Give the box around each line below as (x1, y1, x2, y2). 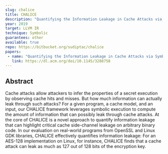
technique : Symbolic (5, 30, 48, 35)
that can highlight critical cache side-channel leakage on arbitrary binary (5, 122, 155, 128)
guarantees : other (5, 35, 43, 40)
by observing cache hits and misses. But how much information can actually (5, 95, 162, 101)
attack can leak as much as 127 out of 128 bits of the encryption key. (5, 143, 146, 149)
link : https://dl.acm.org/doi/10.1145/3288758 (11, 58, 111, 63)
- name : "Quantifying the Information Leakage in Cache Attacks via (7, 53, 153, 59)
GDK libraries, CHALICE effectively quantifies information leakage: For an (5, 133, 156, 139)
